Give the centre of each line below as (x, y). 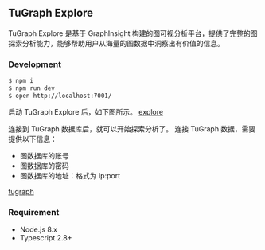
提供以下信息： (33, 139)
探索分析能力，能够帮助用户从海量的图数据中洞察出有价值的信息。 (116, 43)
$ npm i (21, 81)
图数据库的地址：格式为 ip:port (70, 175)
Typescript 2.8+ (46, 238)
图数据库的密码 (44, 166)
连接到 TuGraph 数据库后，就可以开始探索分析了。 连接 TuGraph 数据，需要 (132, 129)
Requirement (34, 212)
